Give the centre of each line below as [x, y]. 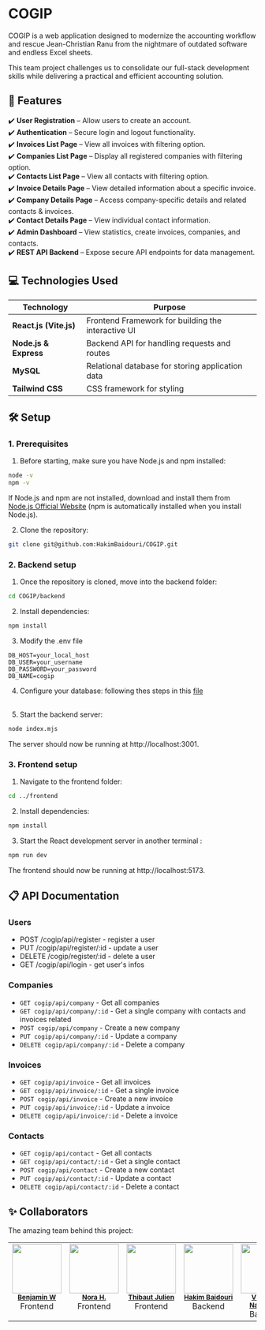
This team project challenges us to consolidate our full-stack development [129, 67]
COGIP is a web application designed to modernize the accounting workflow [132, 36]
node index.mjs [33, 729]
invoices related [45, 1019]
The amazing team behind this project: [71, 1231]
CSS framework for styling [135, 388]
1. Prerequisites [38, 444]
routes [98, 353]
